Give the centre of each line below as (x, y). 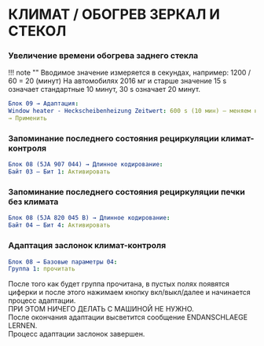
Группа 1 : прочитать (42, 269)
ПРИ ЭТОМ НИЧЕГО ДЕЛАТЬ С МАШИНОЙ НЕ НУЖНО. (101, 309)
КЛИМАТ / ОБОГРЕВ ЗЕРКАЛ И (114, 15)
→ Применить (27, 118)
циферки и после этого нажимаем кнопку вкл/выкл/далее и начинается (130, 293)
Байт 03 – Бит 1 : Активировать (59, 172)
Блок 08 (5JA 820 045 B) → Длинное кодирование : (89, 218)
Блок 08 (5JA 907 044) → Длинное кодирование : (86, 165)
